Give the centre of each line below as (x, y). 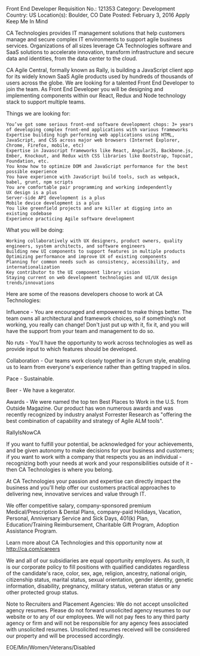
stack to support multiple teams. (46, 102)
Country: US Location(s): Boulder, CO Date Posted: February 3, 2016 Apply (98, 15)
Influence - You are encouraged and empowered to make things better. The (99, 312)
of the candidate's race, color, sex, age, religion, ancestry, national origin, (96, 573)
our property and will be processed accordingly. (65, 636)
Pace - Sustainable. (30, 379)
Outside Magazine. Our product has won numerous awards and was (90, 408)
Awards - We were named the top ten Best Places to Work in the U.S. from (97, 402)
